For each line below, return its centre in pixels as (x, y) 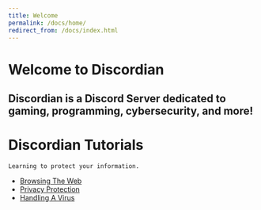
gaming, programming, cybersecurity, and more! (131, 111)
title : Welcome (33, 15)
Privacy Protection (50, 189)
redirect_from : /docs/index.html (63, 30)
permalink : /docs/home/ (47, 23)
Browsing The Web (51, 181)
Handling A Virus (47, 197)
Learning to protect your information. (74, 166)
